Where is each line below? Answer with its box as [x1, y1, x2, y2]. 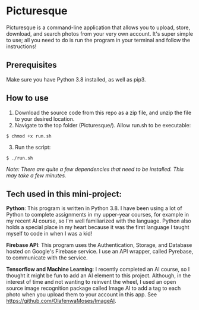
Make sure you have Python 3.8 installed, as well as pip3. [6, 76, 147, 83]
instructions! [6, 43, 37, 50]
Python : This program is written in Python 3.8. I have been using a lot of [6, 205, 182, 212]
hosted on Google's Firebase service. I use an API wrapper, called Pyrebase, [6, 248, 194, 255]
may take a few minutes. [6, 171, 67, 179]
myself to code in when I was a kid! [6, 230, 93, 237]
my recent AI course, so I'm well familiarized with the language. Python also [6, 217, 191, 224]
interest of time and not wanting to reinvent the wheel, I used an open [6, 278, 176, 286]
